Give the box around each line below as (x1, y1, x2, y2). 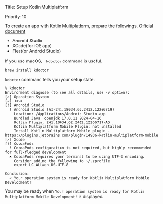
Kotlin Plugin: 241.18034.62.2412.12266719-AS (14, 120, 110, 125)
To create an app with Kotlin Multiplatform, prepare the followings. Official (5, 23, 154, 29)
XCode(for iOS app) (12, 43, 52, 48)
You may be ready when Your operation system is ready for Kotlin (5, 188, 145, 194)
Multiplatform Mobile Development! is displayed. (5, 194, 104, 199)
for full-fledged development (5, 150, 67, 155)
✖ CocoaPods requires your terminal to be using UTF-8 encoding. (9, 154, 145, 159)
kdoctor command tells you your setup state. (5, 77, 95, 82)
